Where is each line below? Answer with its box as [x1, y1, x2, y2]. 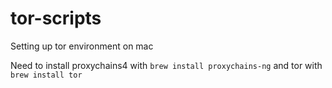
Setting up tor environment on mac [10, 40, 154, 52]
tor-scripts [10, 7, 102, 30]
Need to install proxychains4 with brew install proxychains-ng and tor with [10, 59, 323, 71]
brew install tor [10, 70, 83, 80]
